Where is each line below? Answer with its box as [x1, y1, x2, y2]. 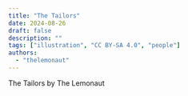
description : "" [8, 34, 62, 42]
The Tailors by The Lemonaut [8, 78, 106, 88]
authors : [8, 49, 38, 57]
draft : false [8, 26, 52, 34]
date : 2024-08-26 [8, 19, 66, 27]
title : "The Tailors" [8, 11, 81, 20]
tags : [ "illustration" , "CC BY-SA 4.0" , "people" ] [8, 42, 181, 50]
